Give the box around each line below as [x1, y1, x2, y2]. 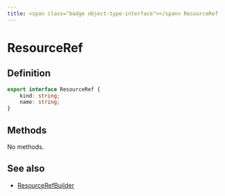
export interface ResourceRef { [7, 86, 100, 93]
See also [7, 163, 45, 175]
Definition [7, 67, 51, 80]
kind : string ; [19, 92, 60, 99]
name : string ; [19, 98, 60, 106]
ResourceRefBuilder [17, 181, 75, 189]
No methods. [7, 143, 44, 151]
